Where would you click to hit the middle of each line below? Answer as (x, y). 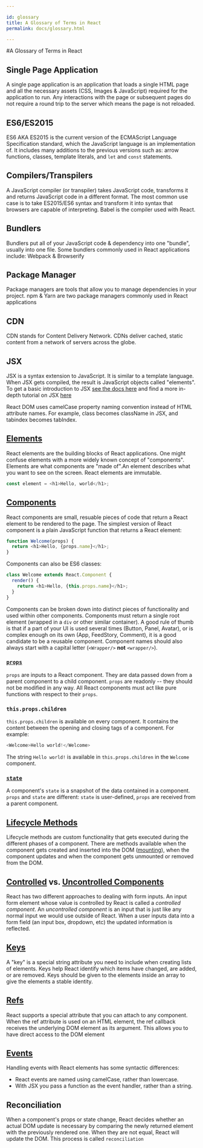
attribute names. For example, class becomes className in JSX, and (92, 413)
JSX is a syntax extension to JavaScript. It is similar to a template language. (100, 376)
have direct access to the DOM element (56, 1034)
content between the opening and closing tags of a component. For (90, 728)
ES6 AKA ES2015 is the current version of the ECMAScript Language (92, 137)
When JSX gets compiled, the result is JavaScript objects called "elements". (101, 382)
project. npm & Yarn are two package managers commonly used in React (97, 296)
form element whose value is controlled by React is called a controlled (94, 902)
